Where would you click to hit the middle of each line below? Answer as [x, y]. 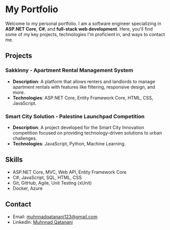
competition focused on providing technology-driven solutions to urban [87, 133]
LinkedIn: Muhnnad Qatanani [43, 222]
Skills [14, 160]
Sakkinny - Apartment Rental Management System [69, 70]
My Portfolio [32, 9]
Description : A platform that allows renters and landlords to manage [84, 81]
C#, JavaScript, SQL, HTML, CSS [47, 177]
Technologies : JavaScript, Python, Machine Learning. [69, 143]
